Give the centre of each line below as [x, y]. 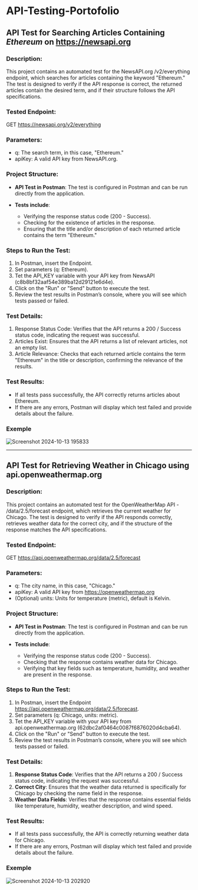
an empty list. [31, 348]
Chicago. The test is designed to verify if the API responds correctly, [89, 517]
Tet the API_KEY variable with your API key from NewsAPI [85, 276]
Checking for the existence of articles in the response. [89, 222]
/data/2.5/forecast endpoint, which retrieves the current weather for [88, 511]
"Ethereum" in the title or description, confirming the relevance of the [99, 360]
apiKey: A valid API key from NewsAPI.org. [66, 159]
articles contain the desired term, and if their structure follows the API [90, 90]
